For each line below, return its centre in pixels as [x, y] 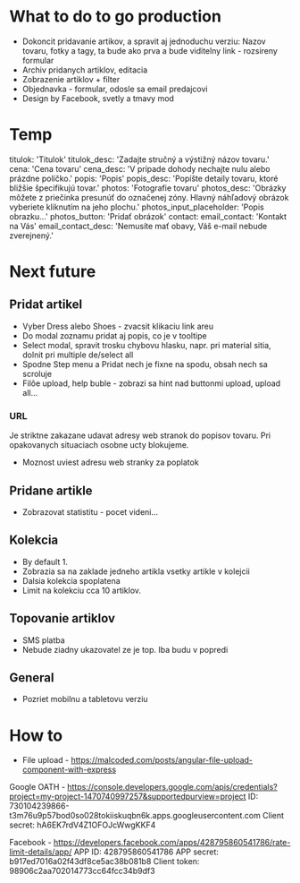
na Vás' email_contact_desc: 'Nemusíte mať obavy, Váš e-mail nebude [138, 226]
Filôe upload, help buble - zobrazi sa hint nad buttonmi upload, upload [151, 383]
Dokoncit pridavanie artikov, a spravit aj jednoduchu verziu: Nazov [144, 41]
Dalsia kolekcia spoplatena [71, 580]
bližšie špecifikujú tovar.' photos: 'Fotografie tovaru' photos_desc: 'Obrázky [148, 188]
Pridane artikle [51, 490]
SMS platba [43, 640]
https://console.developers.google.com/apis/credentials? [172, 787]
